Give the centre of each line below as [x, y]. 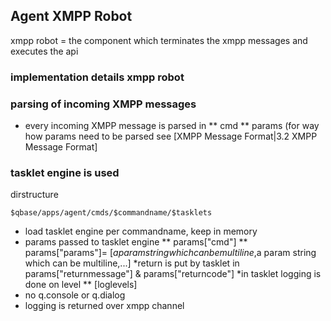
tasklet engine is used [65, 172]
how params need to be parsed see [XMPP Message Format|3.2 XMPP [171, 136]
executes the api [44, 51]
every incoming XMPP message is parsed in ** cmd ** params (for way [172, 126]
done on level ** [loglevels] [81, 285]
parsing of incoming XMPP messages [103, 104]
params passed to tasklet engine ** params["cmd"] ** [136, 242]
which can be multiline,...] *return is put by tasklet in [132, 263]
